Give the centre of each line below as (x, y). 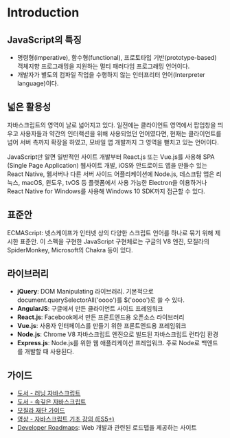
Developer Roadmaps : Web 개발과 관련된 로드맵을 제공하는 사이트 (107, 428)
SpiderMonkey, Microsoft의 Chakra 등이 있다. (70, 250)
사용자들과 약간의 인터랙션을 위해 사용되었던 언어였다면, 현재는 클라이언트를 (120, 133)
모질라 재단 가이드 (41, 410)
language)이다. (38, 83)
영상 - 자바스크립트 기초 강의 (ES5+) (66, 419)
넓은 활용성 (29, 107)
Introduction (43, 13)
